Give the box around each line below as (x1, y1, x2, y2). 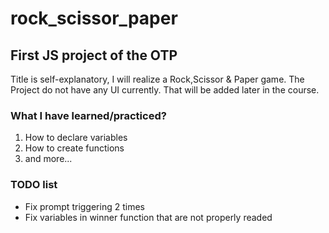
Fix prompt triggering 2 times (24, 200, 145, 212)
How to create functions (24, 142, 125, 154)
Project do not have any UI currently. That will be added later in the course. (10, 84, 320, 96)
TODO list (10, 178, 58, 192)
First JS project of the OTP (10, 47, 178, 64)
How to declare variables (24, 132, 128, 144)
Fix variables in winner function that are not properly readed (24, 211, 273, 223)
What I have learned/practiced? (10, 108, 167, 122)
